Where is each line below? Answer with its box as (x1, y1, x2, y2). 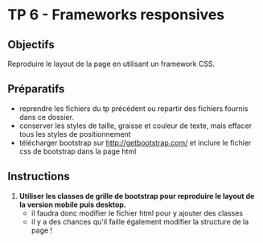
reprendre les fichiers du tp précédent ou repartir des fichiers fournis (18, 103, 249, 113)
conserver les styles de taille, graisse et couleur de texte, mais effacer (18, 121, 253, 130)
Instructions (7, 170, 70, 183)
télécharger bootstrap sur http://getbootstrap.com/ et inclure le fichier (18, 138, 252, 147)
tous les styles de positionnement (18, 129, 131, 138)
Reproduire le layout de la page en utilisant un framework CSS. (7, 59, 216, 68)
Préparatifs (7, 82, 65, 96)
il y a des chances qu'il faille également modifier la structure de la (31, 216, 249, 226)
